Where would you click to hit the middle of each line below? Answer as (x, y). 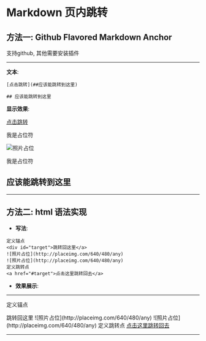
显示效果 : (18, 109)
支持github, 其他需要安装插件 (43, 53)
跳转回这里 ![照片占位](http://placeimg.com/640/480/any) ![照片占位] (93, 318)
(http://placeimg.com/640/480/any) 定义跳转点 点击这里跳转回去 (88, 325)
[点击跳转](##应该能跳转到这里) (42, 85)
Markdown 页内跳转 (57, 13)
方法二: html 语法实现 (47, 212)
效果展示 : (27, 286)
